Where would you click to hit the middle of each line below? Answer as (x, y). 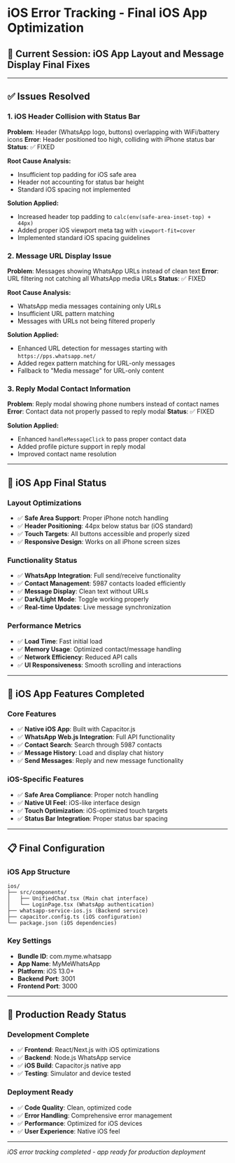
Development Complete (48, 1035)
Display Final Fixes (49, 65)
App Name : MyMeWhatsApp (59, 964)
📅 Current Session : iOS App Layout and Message (116, 54)
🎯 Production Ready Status (67, 1015)
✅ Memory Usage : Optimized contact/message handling (99, 649)
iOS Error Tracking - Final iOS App (107, 13)
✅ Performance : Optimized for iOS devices (80, 1123)
